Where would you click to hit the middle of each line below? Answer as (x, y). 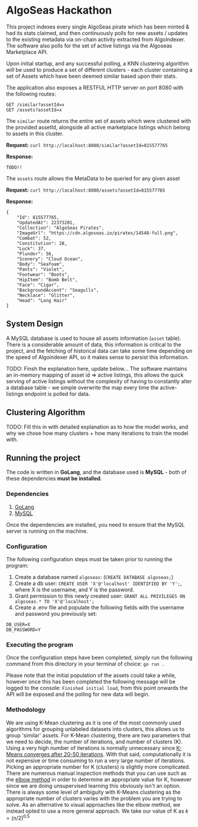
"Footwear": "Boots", (43, 274)
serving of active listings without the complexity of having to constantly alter (99, 381)
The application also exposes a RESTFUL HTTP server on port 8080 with (95, 87)
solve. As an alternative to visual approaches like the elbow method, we (93, 804)
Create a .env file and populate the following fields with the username (99, 607)
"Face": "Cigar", (38, 285)
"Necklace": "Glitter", (46, 295)
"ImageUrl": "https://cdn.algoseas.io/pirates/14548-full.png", (98, 233)
